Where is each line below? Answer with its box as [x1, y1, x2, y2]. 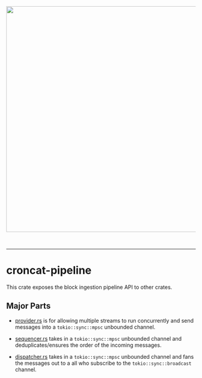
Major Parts [6, 301, 51, 311]
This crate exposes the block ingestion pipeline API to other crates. [6, 283, 173, 291]
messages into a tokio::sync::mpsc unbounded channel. [14, 323, 156, 330]
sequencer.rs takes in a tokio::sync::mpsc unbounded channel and [14, 335, 182, 342]
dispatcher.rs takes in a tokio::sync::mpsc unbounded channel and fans [14, 353, 194, 360]
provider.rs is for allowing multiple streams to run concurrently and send [14, 317, 194, 324]
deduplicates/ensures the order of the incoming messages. [14, 341, 162, 349]
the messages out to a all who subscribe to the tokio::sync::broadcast [14, 359, 192, 367]
